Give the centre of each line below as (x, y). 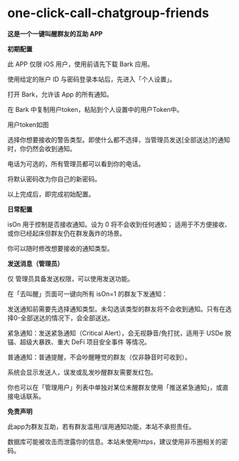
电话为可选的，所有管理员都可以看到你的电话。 (76, 164)
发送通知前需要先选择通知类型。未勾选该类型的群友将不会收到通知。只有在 (116, 309)
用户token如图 (28, 124)
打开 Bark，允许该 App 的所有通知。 (60, 94)
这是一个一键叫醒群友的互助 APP (55, 33)
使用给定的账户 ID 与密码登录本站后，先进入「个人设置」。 (92, 79)
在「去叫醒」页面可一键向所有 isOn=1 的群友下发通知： (88, 294)
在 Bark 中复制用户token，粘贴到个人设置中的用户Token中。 (95, 109)
